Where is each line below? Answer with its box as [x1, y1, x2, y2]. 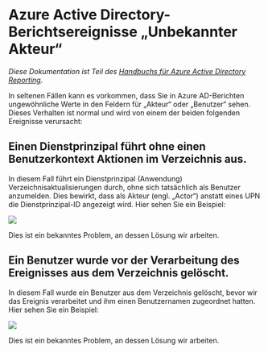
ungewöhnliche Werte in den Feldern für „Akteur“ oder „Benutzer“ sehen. [8, 99, 251, 109]
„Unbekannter [140, 23, 237, 41]
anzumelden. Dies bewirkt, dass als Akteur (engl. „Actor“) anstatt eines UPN [8, 191, 261, 201]
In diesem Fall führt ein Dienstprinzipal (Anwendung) [8, 173, 183, 183]
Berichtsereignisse [8, 23, 138, 41]
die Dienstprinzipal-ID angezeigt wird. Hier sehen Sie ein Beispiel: [8, 199, 226, 209]
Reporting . [8, 75, 43, 85]
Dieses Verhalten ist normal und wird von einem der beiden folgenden [8, 107, 241, 118]
